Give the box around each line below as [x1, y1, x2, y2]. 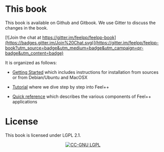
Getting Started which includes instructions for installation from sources [12, 69, 159, 75]
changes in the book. [5, 25, 48, 30]
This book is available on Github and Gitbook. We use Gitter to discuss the [5, 20, 156, 26]
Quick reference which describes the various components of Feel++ [12, 93, 152, 99]
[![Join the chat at [5, 34, 41, 40]
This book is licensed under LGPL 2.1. [5, 132, 82, 138]
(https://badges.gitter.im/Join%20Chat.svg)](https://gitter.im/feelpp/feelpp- [5, 39, 159, 45]
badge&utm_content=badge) [5, 50, 64, 56]
